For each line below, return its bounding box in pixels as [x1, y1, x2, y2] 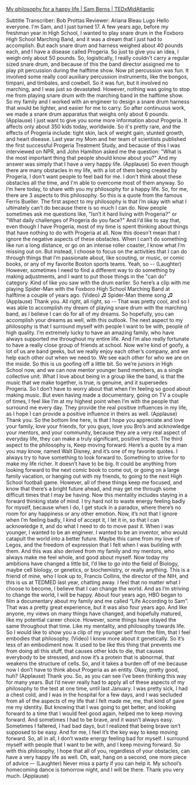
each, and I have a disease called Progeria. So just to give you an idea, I [6, 48, 179, 55]
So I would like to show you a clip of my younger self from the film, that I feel [6, 629, 191, 636]
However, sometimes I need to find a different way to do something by [6, 267, 176, 273]
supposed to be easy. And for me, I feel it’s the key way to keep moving [6, 729, 178, 736]
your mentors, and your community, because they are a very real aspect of [6, 429, 187, 436]
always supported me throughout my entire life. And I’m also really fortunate [6, 336, 190, 342]
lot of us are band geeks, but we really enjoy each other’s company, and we [6, 348, 188, 355]
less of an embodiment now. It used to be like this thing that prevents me [6, 641, 181, 648]
